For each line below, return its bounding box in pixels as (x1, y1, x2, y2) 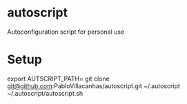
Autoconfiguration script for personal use (7, 28, 125, 36)
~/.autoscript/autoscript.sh (7, 89, 83, 97)
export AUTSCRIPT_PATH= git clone (7, 74, 110, 83)
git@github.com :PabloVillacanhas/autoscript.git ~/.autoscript (7, 81, 181, 90)
